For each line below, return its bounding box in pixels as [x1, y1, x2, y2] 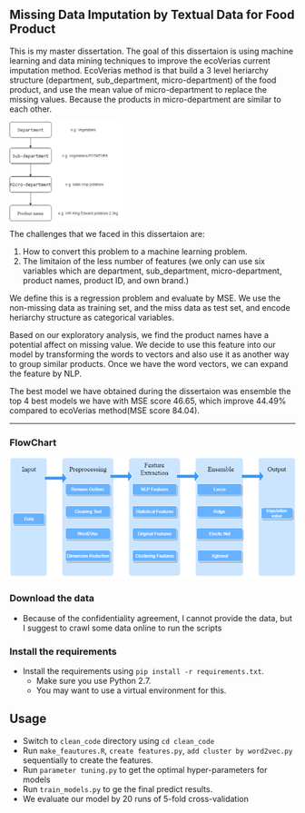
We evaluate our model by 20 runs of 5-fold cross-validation [22, 793, 250, 804]
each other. [9, 104, 53, 114]
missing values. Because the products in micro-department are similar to [9, 94, 281, 104]
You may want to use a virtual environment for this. [35, 685, 227, 696]
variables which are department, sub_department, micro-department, [22, 265, 282, 276]
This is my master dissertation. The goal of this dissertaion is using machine [9, 45, 293, 56]
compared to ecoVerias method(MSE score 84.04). [9, 404, 200, 416]
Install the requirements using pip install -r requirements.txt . [22, 665, 265, 676]
